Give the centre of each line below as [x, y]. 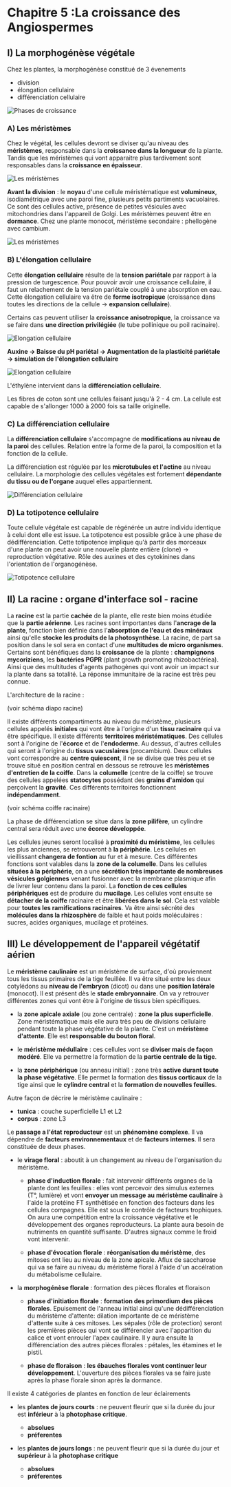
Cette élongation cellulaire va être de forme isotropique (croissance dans [111, 297]
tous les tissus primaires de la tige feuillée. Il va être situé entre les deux [109, 978]
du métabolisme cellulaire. [64, 1274]
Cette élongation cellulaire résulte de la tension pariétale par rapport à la [112, 275]
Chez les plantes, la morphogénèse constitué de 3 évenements [97, 69]
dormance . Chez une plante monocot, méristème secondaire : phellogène [112, 221]
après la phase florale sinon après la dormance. [95, 1380]
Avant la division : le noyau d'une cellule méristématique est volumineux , [112, 192]
